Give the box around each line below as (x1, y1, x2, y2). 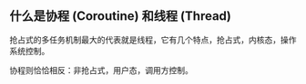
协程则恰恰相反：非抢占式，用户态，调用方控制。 (9, 64, 193, 75)
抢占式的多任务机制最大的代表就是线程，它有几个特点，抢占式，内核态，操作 (9, 34, 297, 45)
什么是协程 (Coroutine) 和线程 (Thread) (9, 8, 232, 24)
